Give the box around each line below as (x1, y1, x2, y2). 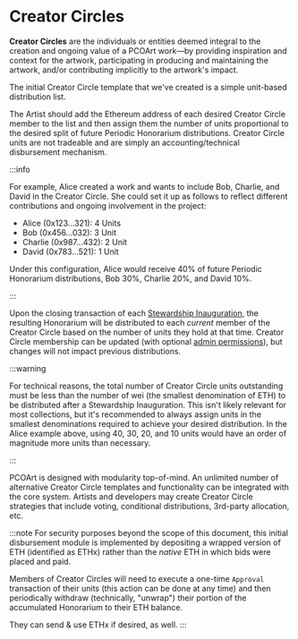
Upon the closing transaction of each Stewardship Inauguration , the (9, 307, 260, 319)
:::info (9, 164, 30, 175)
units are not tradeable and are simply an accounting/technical (9, 137, 240, 148)
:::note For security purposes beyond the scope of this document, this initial (9, 527, 289, 538)
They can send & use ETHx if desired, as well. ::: (9, 619, 187, 630)
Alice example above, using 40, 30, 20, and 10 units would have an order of (9, 428, 287, 439)
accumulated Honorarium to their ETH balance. (9, 601, 183, 612)
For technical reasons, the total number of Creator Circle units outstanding (9, 380, 284, 391)
